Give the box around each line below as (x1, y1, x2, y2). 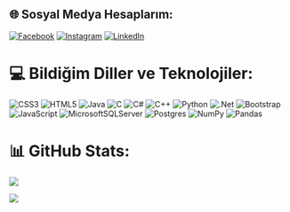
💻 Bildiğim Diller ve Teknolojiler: (9, 64, 254, 83)
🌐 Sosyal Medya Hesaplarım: (9, 7, 173, 22)
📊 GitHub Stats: (9, 141, 131, 161)
